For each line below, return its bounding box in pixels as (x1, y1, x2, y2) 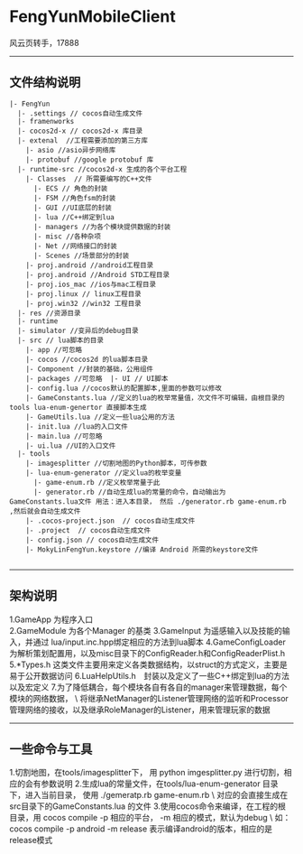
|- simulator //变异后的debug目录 (17, 326, 139, 335)
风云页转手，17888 (9, 37, 79, 48)
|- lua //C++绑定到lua (32, 212, 115, 222)
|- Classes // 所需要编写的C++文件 (25, 174, 152, 183)
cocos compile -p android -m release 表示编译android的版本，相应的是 (9, 823, 273, 834)
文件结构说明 (9, 75, 81, 90)
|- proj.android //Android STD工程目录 (25, 270, 170, 279)
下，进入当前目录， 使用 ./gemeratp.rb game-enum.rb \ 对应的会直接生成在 (9, 790, 289, 801)
